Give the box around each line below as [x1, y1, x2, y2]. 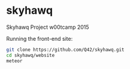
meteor [6, 58, 23, 64]
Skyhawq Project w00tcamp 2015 [6, 23, 89, 31]
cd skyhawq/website [6, 52, 55, 58]
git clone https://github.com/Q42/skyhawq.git [6, 46, 125, 53]
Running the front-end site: [6, 35, 73, 42]
